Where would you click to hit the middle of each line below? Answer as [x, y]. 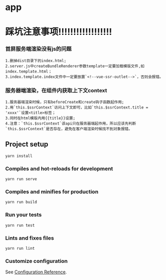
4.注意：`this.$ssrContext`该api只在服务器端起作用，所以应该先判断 [71, 123]
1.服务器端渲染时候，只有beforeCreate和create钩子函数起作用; [65, 102]
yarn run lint [20, 248]
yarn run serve [21, 179]
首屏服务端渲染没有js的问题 [38, 49]
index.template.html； [29, 71]
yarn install [19, 156]
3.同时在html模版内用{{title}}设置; [40, 118]
